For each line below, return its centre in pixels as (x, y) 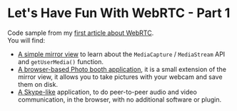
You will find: (26, 40)
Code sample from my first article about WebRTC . (81, 33)
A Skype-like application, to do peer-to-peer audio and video (107, 92)
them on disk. (38, 84)
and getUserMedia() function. (61, 61)
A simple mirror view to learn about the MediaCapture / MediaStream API (121, 54)
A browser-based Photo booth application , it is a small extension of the (122, 69)
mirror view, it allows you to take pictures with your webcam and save (120, 77)
